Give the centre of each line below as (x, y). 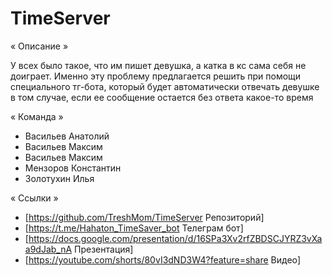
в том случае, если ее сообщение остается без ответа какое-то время (162, 97)
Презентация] (104, 249)
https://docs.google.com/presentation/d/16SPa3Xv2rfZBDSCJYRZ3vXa (175, 238)
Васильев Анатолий (67, 136)
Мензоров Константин (73, 168)
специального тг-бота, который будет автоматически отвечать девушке (165, 86)
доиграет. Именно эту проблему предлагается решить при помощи (156, 76)
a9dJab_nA (48, 249)
